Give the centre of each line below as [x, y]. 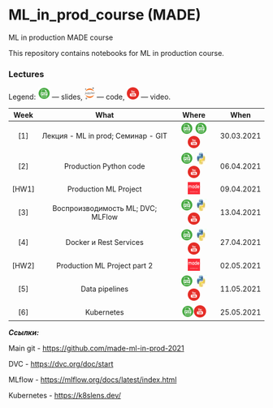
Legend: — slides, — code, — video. [90, 97]
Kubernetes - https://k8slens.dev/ [65, 396]
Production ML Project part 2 [104, 266]
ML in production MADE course [61, 37]
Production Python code [104, 166]
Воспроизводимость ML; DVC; [104, 208]
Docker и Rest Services [104, 243]
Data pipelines [104, 289]
